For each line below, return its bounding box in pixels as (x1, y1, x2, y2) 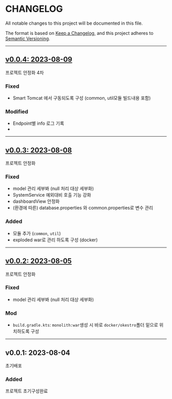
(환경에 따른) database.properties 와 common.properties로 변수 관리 (12, 205, 154, 211)
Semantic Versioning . (5, 35, 50, 42)
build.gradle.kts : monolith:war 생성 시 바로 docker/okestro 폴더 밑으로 (12, 322, 159, 328)
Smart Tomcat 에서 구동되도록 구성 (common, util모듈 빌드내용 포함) (12, 95, 151, 101)
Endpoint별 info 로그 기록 (12, 120, 64, 126)
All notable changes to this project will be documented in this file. (5, 20, 143, 26)
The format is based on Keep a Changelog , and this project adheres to (5, 30, 154, 36)
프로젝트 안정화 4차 (5, 69, 44, 75)
